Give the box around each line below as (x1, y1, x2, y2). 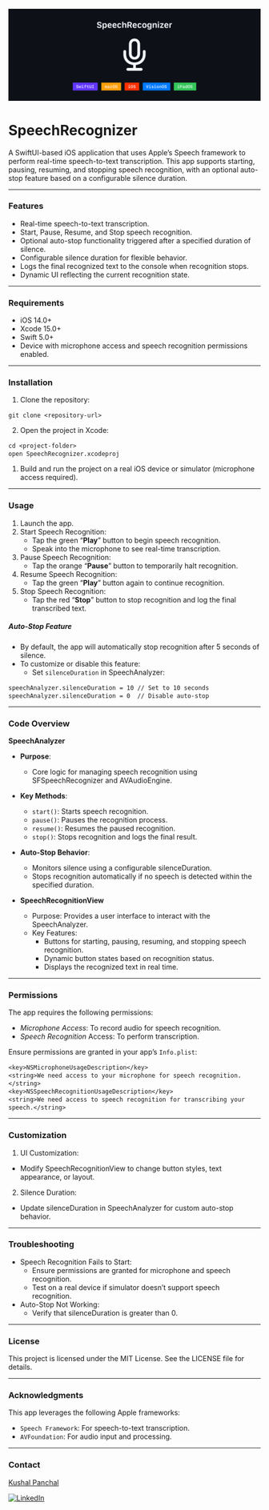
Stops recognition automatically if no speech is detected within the (31, 871, 252, 881)
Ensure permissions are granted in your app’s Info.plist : (8, 1047, 198, 1057)
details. (8, 1362, 33, 1372)
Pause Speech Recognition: (19, 552, 111, 562)
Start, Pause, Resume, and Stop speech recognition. (19, 227, 192, 237)
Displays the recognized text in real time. (43, 962, 179, 971)
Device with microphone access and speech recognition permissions (19, 341, 248, 350)
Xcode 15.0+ (19, 324, 62, 334)
